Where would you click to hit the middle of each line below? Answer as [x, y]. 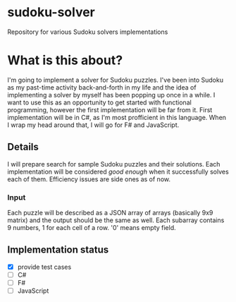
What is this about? [65, 60]
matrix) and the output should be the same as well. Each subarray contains [116, 220]
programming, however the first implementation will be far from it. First [110, 109]
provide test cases [44, 267]
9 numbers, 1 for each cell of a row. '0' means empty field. [92, 227]
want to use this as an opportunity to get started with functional [99, 102]
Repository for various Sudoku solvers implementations [88, 32]
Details [23, 147]
